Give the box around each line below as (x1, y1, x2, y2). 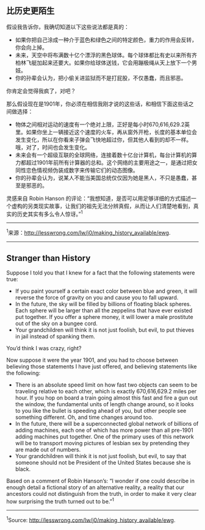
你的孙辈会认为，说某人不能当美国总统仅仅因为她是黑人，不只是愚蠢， (15, 174, 192, 181)
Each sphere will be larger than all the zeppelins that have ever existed (15, 307, 193, 314)
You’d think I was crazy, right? (6, 344, 82, 352)
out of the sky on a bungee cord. (15, 320, 98, 327)
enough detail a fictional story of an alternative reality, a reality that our (6, 484, 185, 491)
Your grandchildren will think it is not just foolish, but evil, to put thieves (15, 326, 195, 334)
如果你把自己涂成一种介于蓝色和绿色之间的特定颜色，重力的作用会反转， (15, 36, 197, 43)
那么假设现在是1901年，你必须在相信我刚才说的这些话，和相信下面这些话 (6, 100, 189, 107)
